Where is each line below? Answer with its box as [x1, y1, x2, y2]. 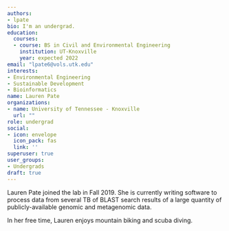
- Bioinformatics [7, 86, 57, 93]
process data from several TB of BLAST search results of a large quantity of [7, 195, 222, 204]
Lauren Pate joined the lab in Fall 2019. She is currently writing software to [7, 188, 217, 196]
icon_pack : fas [13, 138, 57, 145]
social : [7, 125, 30, 132]
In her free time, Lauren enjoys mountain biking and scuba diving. [7, 216, 193, 224]
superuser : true [7, 150, 54, 158]
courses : [13, 36, 39, 42]
